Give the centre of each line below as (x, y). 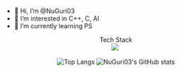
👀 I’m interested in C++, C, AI (57, 18)
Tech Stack (116, 40)
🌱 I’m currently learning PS (53, 26)
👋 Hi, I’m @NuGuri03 (44, 11)
